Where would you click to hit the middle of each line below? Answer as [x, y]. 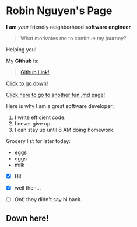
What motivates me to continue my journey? [73, 38]
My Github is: [22, 61]
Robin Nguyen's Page [59, 11]
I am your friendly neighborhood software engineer [68, 27]
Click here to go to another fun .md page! [56, 95]
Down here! [27, 218]
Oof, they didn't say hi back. [48, 200]
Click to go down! [27, 83]
